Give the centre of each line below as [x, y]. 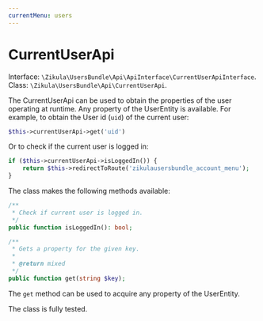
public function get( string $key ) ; [67, 278]
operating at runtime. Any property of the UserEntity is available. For [120, 108]
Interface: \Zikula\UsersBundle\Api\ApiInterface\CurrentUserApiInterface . [132, 77]
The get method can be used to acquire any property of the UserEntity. [124, 293]
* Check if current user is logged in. [78, 213]
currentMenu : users [40, 15]
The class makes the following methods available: [89, 191]
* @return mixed [38, 264]
